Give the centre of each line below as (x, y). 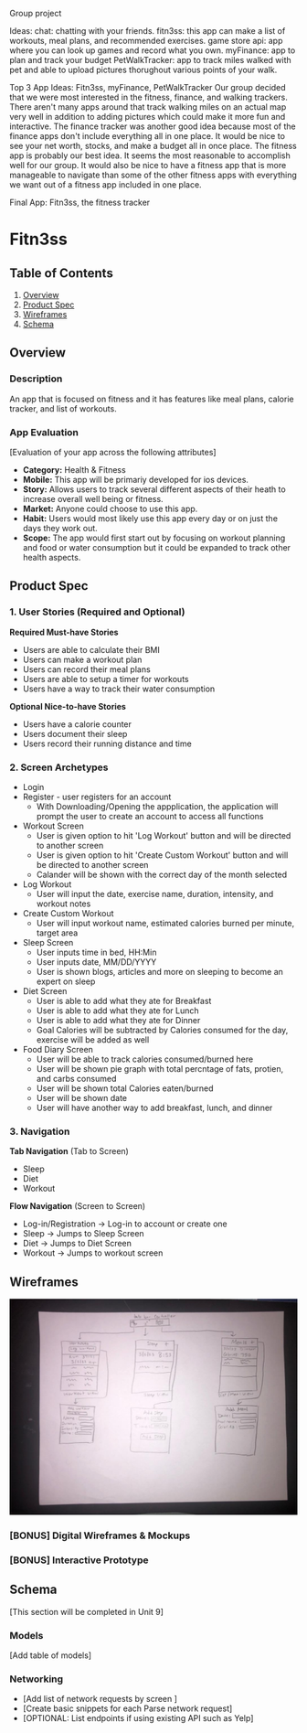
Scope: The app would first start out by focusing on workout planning (154, 538)
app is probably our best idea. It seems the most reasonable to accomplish (150, 155)
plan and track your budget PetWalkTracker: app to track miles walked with (151, 60)
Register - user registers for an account (97, 797)
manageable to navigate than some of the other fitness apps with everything (153, 175)
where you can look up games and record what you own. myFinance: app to (153, 50)
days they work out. (60, 528)
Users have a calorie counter (77, 724)
